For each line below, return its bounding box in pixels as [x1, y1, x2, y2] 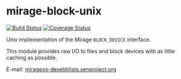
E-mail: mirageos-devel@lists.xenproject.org [6, 65, 117, 73]
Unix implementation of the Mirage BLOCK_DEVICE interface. [6, 36, 152, 43]
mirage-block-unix [6, 4, 102, 18]
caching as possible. [6, 54, 57, 61]
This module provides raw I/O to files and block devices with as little [6, 47, 176, 55]
